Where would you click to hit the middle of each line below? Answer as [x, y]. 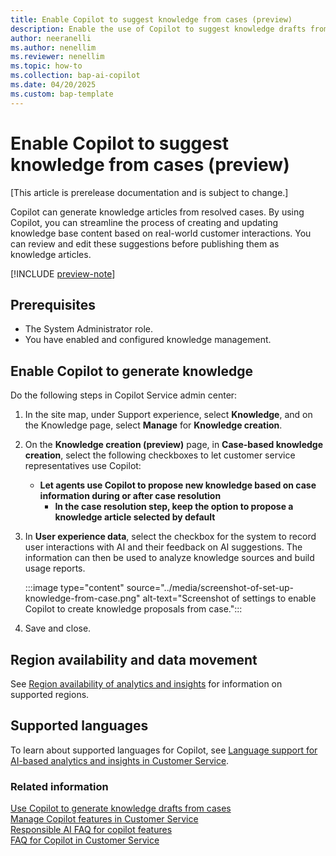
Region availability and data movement [134, 659]
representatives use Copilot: [83, 466]
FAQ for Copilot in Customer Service [85, 840]
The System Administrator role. [88, 329]
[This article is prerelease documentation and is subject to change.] [149, 192]
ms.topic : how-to [46, 66]
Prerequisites [53, 304]
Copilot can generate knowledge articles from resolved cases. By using [157, 212]
